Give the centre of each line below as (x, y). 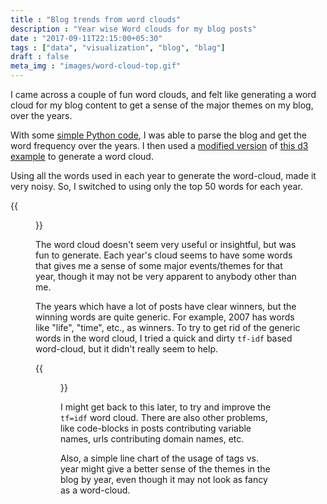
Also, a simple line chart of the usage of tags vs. (159, 458)
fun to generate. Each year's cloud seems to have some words (164, 255)
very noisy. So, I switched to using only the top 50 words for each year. (156, 186)
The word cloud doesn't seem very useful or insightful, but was (166, 244)
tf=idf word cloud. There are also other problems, (164, 417)
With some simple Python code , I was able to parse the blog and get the (158, 135)
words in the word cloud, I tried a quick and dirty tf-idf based (164, 338)
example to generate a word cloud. (82, 156)
